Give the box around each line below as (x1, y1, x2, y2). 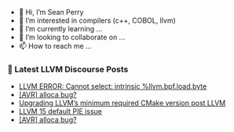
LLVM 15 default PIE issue (18, 107, 103, 116)
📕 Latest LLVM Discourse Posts (7, 64, 129, 75)
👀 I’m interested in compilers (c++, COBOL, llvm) (18, 16, 176, 25)
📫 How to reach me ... (18, 42, 92, 50)
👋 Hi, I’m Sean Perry (18, 8, 84, 16)
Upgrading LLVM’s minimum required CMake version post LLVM (18, 98, 226, 108)
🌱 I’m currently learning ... (18, 24, 103, 33)
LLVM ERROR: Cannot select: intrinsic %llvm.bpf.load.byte (18, 82, 207, 91)
